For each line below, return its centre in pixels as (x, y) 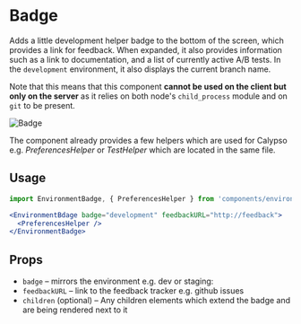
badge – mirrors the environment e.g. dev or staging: (118, 281)
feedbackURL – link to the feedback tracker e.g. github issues (133, 291)
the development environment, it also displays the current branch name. (140, 69)
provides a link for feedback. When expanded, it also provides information (146, 49)
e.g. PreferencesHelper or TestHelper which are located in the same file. (142, 150)
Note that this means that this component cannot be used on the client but (148, 86)
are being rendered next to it (75, 310)
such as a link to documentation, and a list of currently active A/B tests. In (145, 59)
